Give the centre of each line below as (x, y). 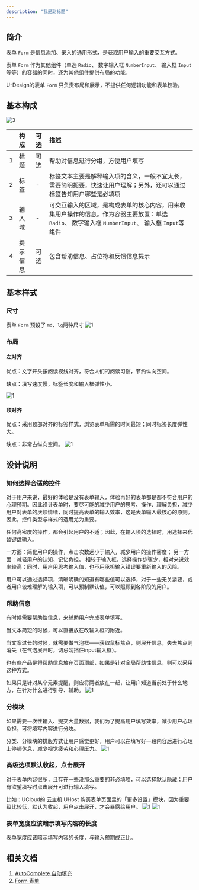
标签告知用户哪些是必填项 (85, 194)
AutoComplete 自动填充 (44, 873)
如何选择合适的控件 (33, 483)
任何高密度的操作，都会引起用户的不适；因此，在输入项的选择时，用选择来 (97, 532)
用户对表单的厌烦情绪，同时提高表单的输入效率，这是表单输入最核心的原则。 (99, 512)
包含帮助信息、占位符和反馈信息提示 (100, 257)
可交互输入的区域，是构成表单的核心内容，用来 (115, 205)
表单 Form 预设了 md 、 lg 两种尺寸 (45, 325)
